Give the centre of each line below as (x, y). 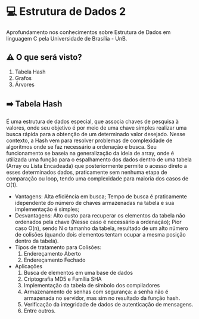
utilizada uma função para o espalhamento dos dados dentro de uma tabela (99, 159)
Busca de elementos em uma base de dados (78, 272)
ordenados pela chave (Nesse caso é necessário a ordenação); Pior (98, 222)
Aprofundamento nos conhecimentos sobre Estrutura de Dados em (88, 32)
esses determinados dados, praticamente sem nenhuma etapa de (87, 172)
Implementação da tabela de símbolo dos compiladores (92, 285)
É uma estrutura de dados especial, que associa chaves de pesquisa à (92, 121)
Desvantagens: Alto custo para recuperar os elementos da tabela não (100, 215)
